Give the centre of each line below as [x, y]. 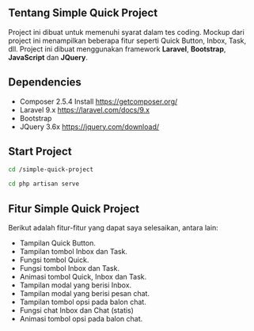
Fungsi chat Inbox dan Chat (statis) [77, 310]
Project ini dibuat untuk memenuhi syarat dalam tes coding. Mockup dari [127, 32]
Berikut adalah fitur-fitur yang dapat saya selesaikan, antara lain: [114, 228]
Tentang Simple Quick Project [83, 13]
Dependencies [45, 82]
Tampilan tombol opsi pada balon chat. [83, 302]
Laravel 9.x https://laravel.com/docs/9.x [85, 109]
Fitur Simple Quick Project [74, 209]
